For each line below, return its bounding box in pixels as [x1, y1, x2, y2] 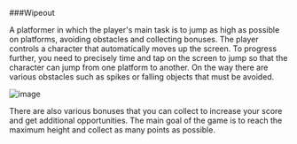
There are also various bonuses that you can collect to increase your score [9, 106, 283, 116]
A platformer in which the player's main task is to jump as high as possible [9, 25, 280, 34]
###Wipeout [9, 8, 55, 18]
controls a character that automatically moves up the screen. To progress [9, 43, 277, 54]
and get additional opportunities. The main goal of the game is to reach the [9, 115, 283, 125]
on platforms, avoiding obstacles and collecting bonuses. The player [9, 34, 259, 44]
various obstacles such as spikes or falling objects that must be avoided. [9, 72, 275, 82]
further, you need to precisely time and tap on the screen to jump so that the [9, 53, 288, 63]
